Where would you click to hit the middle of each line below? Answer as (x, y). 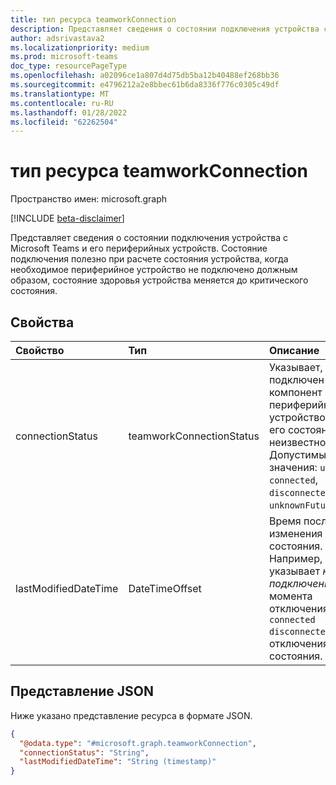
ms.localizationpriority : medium (80, 47)
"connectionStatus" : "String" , (84, 752)
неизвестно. (298, 442)
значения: (293, 467)
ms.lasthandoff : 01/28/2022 (69, 112)
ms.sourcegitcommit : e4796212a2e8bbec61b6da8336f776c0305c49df (145, 85)
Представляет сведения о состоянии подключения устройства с (149, 238)
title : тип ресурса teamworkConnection (93, 19)
